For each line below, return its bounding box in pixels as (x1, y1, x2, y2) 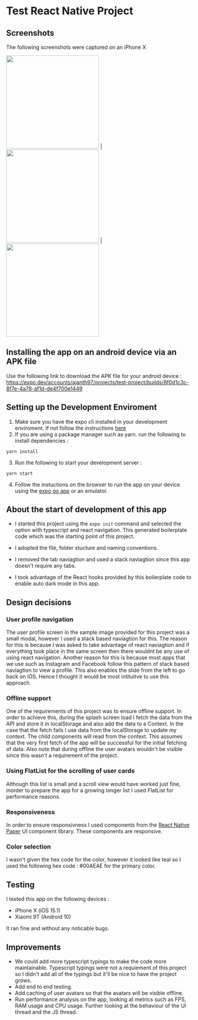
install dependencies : (14, 437, 69, 444)
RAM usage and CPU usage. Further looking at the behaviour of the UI (14, 1002, 187, 1009)
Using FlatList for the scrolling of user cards (6, 766, 135, 775)
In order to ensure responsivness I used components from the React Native (6, 821, 190, 828)
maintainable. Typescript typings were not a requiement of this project (14, 964, 187, 971)
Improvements (6, 942, 61, 952)
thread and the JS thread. (14, 1008, 78, 1015)
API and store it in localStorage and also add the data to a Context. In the (6, 720, 184, 727)
